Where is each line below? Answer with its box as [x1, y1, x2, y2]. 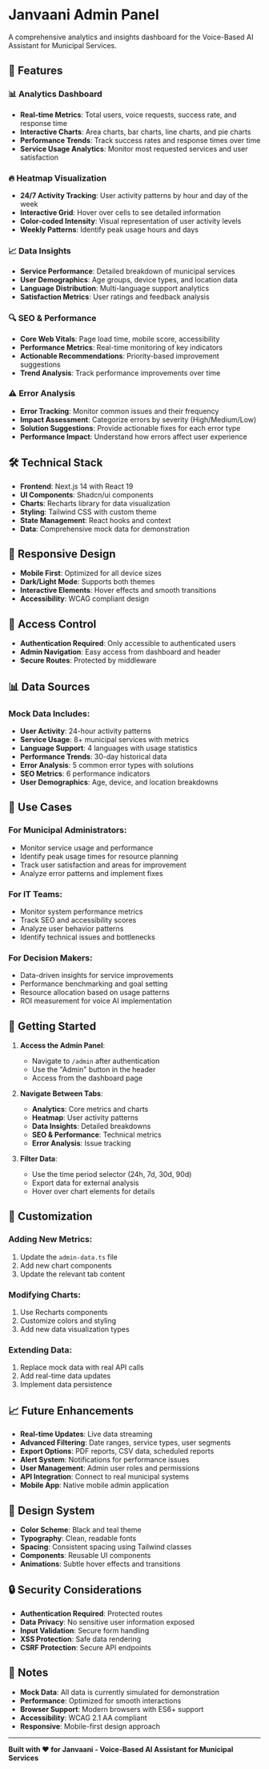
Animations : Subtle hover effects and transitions [19, 1559, 181, 1568]
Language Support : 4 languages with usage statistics [19, 743, 198, 753]
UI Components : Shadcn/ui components [19, 489, 154, 499]
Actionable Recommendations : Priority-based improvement [19, 351, 220, 360]
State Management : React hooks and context [19, 515, 171, 525]
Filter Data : [19, 1154, 58, 1164]
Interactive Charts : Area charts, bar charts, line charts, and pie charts [19, 127, 251, 136]
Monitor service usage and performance [19, 842, 154, 852]
